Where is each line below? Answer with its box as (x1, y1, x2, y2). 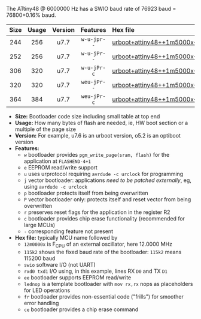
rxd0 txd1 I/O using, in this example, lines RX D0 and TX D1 (23, 267, 167, 275)
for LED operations (23, 287, 71, 294)
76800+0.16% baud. (6, 11, 56, 19)
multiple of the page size (14, 126, 77, 133)
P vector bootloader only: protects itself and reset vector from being (23, 196, 191, 203)
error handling (23, 299, 59, 306)
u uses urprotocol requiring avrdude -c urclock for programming (23, 171, 184, 177)
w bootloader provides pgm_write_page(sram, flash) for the (23, 151, 170, 158)
